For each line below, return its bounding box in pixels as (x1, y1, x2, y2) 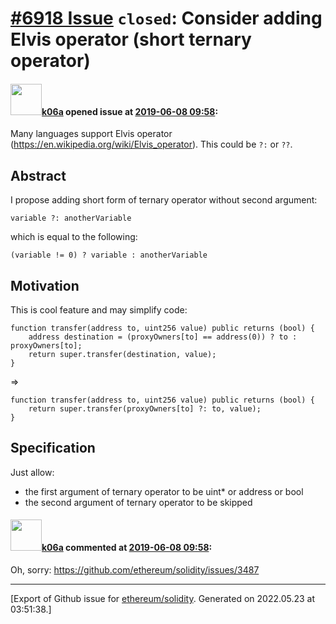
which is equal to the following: (10, 231, 138, 243)
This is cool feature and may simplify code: (10, 304, 188, 316)
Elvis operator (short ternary (10, 28, 252, 51)
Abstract (10, 167, 67, 184)
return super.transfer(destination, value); (28, 350, 217, 360)
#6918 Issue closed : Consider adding (10, 7, 323, 30)
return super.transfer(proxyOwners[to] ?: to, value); (28, 404, 262, 414)
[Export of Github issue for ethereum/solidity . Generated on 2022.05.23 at (10, 593, 316, 605)
